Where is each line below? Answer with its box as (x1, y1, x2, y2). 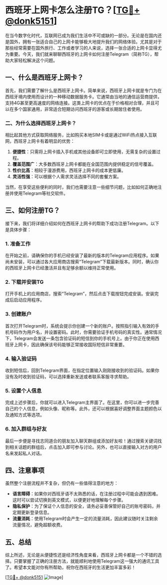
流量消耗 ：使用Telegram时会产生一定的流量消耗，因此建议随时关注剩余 (12, 515, 158, 522)
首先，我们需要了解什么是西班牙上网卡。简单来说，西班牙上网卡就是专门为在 (5, 87, 162, 93)
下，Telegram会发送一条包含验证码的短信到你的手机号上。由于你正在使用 (5, 335, 155, 341)
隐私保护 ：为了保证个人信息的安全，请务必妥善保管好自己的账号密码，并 (12, 503, 161, 509)
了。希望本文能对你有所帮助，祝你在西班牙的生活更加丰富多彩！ (5, 565, 136, 571)
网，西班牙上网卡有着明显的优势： (5, 138, 75, 144)
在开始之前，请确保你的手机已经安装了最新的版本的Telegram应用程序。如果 (5, 252, 160, 258)
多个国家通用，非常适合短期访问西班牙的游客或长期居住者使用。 (13, 106, 145, 112)
